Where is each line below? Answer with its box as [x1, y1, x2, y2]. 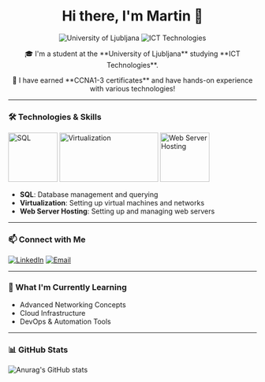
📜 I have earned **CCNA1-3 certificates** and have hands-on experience [12, 75, 253, 85]
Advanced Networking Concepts [19, 299, 126, 310]
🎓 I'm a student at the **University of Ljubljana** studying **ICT [24, 49, 241, 58]
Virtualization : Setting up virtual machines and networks [19, 198, 205, 208]
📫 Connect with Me [8, 234, 86, 245]
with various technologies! [89, 83, 176, 93]
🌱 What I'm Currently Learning [8, 282, 128, 293]
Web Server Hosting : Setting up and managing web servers [19, 206, 215, 216]
